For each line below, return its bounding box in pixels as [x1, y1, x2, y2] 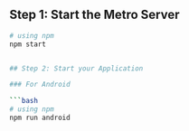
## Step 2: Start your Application [9, 63, 144, 73]
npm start [9, 40, 47, 49]
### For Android [9, 80, 71, 89]
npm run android [9, 113, 71, 123]
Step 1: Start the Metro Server [9, 7, 180, 23]
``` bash [9, 97, 39, 106]
